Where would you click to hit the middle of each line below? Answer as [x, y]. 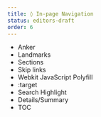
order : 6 [20, 27]
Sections [31, 62]
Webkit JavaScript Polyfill [55, 77]
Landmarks [34, 55]
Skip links [32, 70]
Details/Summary [43, 100]
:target [27, 85]
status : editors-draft [41, 21]
